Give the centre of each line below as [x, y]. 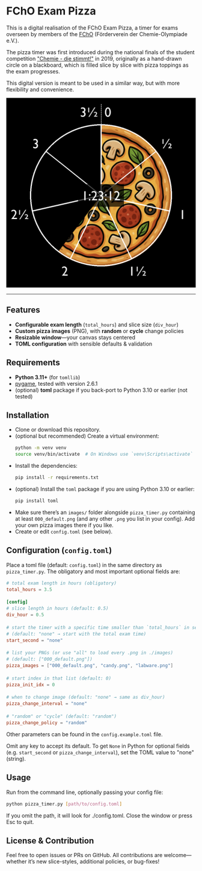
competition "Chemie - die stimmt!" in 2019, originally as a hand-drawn [94, 58]
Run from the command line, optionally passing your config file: [85, 792]
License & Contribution [50, 841]
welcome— [178, 855]
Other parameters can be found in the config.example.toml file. [85, 734]
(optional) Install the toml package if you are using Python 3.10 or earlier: [105, 489]
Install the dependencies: [46, 466]
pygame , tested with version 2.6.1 [56, 383]
